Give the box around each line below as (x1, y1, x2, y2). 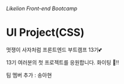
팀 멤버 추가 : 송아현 (6, 71, 52, 79)
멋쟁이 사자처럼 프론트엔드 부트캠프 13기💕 (6, 46, 102, 53)
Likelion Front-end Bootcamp (6, 5, 78, 12)
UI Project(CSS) (6, 26, 85, 39)
